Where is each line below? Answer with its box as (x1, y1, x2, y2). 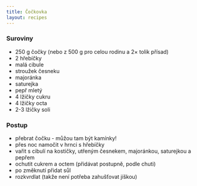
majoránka (15, 74, 42, 81)
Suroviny (6, 34, 33, 43)
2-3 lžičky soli (15, 106, 50, 113)
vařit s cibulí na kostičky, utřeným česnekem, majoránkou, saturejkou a (15, 147, 192, 155)
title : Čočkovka (6, 8, 47, 15)
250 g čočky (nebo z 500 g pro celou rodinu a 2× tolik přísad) (15, 48, 169, 55)
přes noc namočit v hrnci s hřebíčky (15, 141, 105, 149)
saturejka (15, 80, 39, 88)
